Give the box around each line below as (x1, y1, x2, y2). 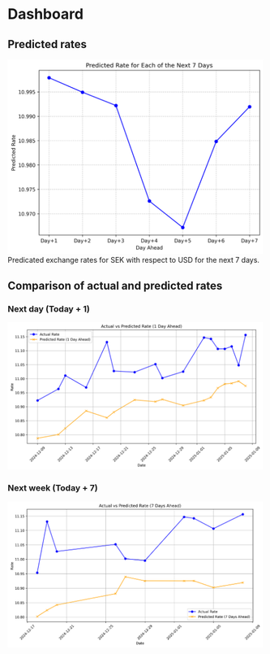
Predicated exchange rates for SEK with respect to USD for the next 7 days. (7, 255, 260, 265)
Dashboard (7, 5, 84, 24)
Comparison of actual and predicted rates (7, 278, 223, 293)
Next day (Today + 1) (7, 303, 91, 314)
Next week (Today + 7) (7, 482, 98, 494)
